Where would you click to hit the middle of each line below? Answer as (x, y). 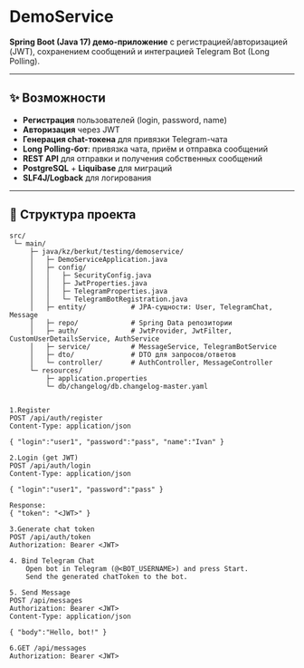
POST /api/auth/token (50, 537)
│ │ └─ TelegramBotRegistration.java (109, 299)
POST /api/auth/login (50, 465)
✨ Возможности (57, 98)
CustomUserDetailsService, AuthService (85, 339)
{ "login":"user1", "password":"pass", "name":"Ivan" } (117, 441)
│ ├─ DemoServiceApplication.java (99, 259)
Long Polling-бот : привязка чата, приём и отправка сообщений (145, 149)
